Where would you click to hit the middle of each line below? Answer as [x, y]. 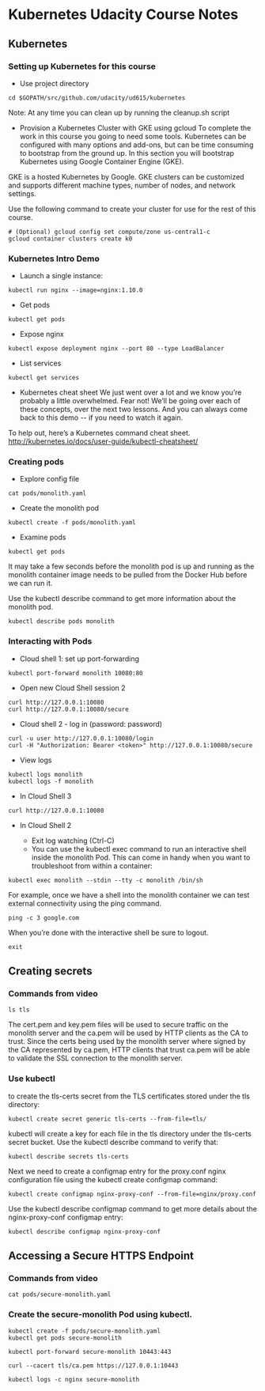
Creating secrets [50, 971]
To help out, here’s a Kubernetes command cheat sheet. [99, 433]
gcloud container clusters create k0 [70, 239]
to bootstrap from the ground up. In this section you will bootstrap [127, 153]
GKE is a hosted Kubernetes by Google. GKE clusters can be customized [126, 176]
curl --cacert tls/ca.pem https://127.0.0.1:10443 [93, 1366]
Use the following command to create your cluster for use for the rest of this [132, 209]
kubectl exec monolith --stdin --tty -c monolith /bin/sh [106, 880]
